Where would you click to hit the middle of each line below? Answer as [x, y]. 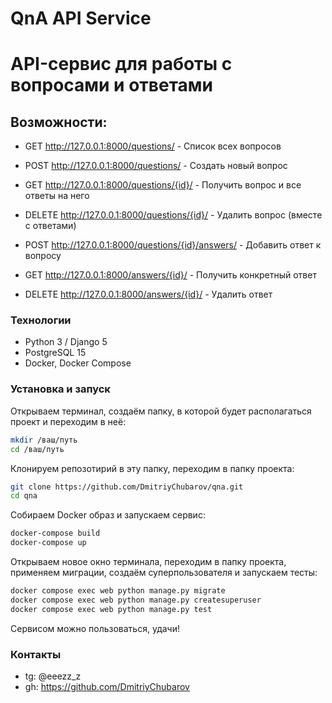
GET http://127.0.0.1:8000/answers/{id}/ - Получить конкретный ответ [170, 275]
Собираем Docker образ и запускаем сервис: [108, 515]
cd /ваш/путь [37, 449]
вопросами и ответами [111, 85]
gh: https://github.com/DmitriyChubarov [107, 686]
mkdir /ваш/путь [44, 440]
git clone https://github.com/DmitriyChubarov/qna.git [127, 487]
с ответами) [50, 226]
